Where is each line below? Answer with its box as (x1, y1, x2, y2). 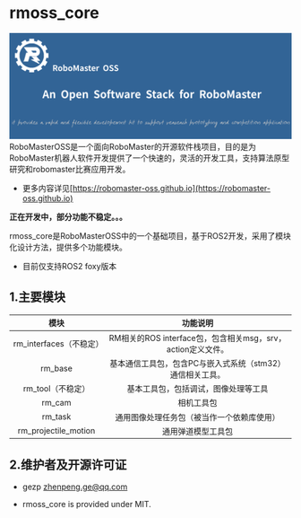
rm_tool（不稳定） (22, 383, 90, 393)
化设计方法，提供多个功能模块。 (9, 241, 127, 252)
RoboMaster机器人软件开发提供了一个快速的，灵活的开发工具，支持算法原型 (9, 152, 289, 163)
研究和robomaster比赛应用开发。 (9, 163, 131, 174)
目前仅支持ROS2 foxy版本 (21, 260, 117, 271)
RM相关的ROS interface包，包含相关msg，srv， (108, 332, 287, 343)
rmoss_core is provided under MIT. (21, 499, 152, 510)
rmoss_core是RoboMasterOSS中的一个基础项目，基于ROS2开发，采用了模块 (9, 230, 291, 241)
